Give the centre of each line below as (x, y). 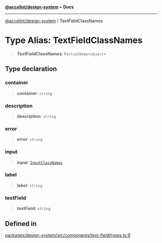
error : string (30, 139)
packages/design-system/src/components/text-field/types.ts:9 (68, 235)
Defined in (21, 223)
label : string (29, 185)
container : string (34, 93)
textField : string (34, 208)
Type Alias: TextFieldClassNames (74, 40)
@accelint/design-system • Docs (39, 7)
